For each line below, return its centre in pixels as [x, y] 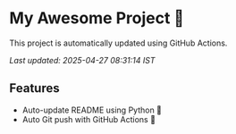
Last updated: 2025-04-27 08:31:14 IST [82, 60]
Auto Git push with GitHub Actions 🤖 [89, 119]
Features [34, 88]
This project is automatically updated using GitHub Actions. [118, 43]
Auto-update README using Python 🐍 [92, 110]
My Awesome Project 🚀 [97, 18]
